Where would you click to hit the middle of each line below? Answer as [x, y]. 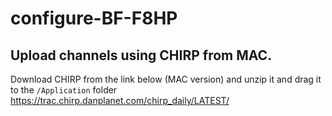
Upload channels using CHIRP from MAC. [141, 55]
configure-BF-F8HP [94, 18]
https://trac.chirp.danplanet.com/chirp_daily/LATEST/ [120, 100]
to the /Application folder [64, 90]
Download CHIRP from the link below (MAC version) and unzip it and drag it [166, 79]
